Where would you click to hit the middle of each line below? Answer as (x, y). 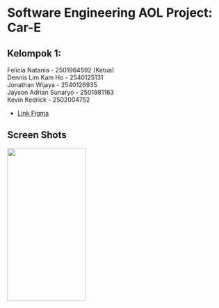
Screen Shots (37, 135)
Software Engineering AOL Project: (110, 13)
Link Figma (33, 113)
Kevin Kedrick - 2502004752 (49, 100)
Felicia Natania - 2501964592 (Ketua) (61, 70)
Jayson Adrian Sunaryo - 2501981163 (61, 92)
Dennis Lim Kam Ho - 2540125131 (55, 77)
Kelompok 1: (34, 53)
